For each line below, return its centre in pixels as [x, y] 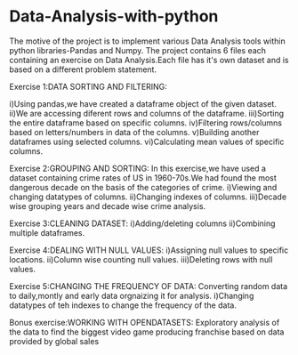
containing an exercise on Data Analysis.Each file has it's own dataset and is [149, 60]
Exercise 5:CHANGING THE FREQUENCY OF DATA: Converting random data [149, 286]
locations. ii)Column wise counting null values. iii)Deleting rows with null [141, 259]
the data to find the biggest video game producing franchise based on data [147, 332]
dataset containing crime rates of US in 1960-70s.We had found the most [143, 177]
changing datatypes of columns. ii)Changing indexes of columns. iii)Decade [148, 197]
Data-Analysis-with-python [114, 16]
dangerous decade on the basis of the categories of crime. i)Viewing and [143, 187]
